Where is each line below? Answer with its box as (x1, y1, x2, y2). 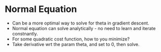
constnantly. (12, 30, 39, 36)
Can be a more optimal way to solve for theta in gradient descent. (12, 20, 149, 26)
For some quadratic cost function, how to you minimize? (12, 36, 130, 42)
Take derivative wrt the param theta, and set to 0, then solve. (12, 41, 140, 47)
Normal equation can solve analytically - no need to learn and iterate (12, 25, 156, 31)
